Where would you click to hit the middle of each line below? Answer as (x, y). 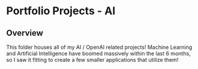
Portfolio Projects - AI (61, 11)
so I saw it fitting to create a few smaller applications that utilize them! (92, 60)
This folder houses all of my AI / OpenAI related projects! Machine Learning (99, 47)
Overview (25, 33)
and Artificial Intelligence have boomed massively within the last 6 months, (98, 54)
